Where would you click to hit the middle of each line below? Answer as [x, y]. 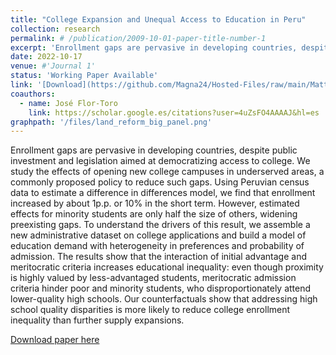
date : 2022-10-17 [46, 57]
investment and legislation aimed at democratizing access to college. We [160, 161]
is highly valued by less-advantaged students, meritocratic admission [153, 278]
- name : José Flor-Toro [68, 103]
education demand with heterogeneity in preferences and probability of [157, 246]
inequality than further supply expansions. [97, 320]
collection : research [55, 29]
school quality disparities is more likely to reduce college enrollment [150, 310]
